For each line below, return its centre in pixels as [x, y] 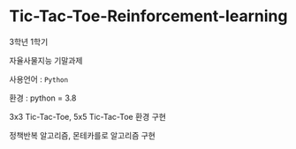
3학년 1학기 [29, 41]
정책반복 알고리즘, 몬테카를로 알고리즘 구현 [83, 135]
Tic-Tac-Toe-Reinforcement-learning [148, 16]
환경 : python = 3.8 [43, 98]
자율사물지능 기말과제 [46, 60]
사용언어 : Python [39, 79]
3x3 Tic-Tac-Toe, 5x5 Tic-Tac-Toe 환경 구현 [87, 116]
